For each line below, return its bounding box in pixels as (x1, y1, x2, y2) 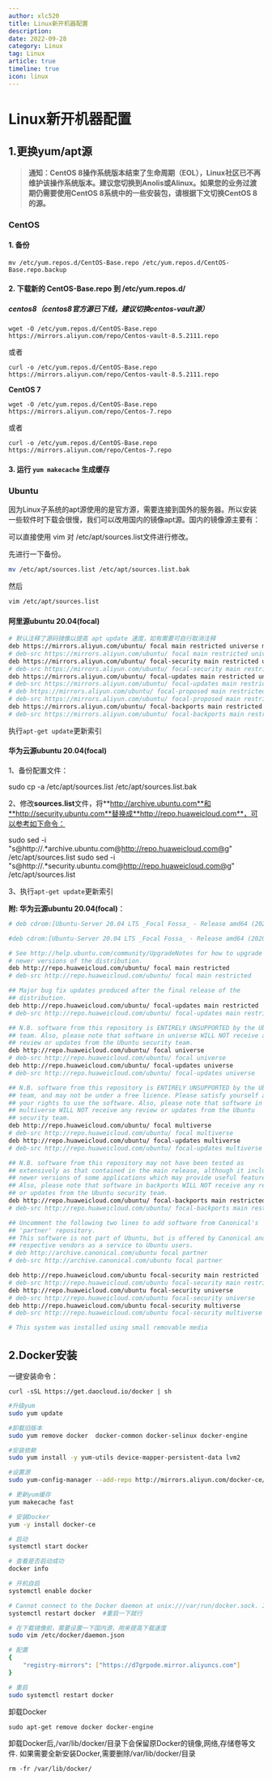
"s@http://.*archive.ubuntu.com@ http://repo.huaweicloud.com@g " (8, 843, 233, 853)
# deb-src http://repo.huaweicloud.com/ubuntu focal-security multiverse (8, 1309, 263, 1317)
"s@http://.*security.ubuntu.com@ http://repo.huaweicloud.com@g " (8, 860, 235, 870)
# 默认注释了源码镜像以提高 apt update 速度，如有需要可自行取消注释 (8, 634, 216, 643)
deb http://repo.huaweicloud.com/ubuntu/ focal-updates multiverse (8, 1137, 241, 1145)
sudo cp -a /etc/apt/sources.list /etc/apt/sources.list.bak (8, 782, 197, 791)
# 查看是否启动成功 (8, 1557, 65, 1566)
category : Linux (8, 42, 63, 50)
